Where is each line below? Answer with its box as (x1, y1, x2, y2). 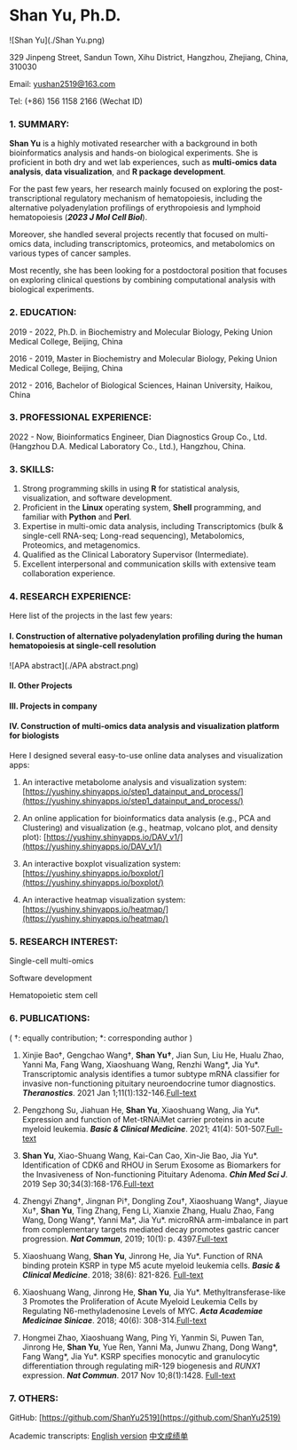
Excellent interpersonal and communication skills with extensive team (21, 559, 277, 569)
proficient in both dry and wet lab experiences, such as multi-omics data (9, 157, 277, 168)
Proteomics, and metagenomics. (21, 540, 141, 551)
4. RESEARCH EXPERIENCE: (9, 590, 131, 603)
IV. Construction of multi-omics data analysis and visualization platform (9, 721, 280, 732)
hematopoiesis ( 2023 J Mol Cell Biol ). (9, 212, 148, 223)
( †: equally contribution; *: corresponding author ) (9, 1032, 193, 1043)
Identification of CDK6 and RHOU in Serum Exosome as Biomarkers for (21, 1160, 281, 1170)
